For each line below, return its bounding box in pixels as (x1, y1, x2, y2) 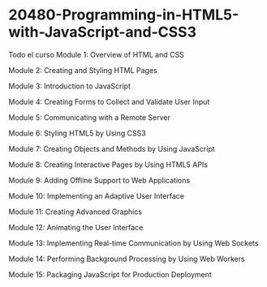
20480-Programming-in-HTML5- (8, 6, 239, 24)
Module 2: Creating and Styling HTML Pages (8, 65, 157, 75)
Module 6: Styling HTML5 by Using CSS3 (8, 128, 146, 138)
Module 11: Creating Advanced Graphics (8, 207, 143, 216)
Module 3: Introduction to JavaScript (8, 81, 131, 91)
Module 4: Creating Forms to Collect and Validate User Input (8, 96, 210, 106)
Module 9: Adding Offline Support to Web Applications (8, 175, 191, 185)
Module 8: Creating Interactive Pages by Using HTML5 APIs (8, 160, 209, 169)
